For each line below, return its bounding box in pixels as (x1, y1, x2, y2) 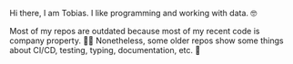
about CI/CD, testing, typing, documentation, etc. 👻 (9, 45, 201, 55)
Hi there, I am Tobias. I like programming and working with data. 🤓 (9, 8, 258, 18)
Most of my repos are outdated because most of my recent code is (9, 26, 260, 36)
